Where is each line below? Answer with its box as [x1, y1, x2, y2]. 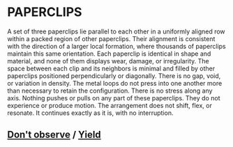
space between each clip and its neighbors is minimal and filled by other [7, 64, 215, 72]
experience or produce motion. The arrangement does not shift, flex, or [7, 101, 213, 109]
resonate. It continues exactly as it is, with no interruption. [7, 109, 174, 117]
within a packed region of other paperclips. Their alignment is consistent [7, 34, 216, 42]
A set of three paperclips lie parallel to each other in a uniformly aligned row [7, 27, 225, 36]
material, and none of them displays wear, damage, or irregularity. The [7, 56, 209, 65]
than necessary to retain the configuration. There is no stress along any [7, 86, 213, 95]
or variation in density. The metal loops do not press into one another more [7, 79, 223, 87]
